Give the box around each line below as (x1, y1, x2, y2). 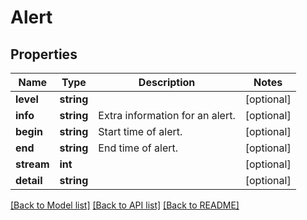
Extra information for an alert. (98, 109, 236, 122)
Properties (10, 46, 78, 63)
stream (15, 157, 50, 171)
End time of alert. (98, 141, 179, 155)
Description (138, 76, 196, 89)
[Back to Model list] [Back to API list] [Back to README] (10, 199, 240, 211)
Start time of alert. (98, 125, 183, 138)
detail (15, 174, 43, 187)
